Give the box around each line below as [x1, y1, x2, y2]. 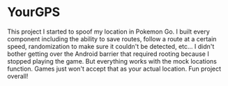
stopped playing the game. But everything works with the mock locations [7, 57, 218, 65]
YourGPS [7, 4, 61, 20]
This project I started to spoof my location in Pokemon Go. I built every [7, 27, 211, 36]
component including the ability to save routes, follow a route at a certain [7, 34, 217, 43]
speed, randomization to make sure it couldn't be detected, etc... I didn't [7, 42, 215, 50]
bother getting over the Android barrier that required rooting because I [7, 50, 209, 58]
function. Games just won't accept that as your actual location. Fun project [7, 64, 222, 73]
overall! [7, 71, 29, 80]
